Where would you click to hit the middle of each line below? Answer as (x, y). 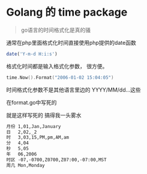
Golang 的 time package (67, 12)
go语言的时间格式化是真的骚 (56, 30)
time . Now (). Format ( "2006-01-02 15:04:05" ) (60, 77)
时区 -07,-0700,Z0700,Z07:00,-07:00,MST (56, 160)
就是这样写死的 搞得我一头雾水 (44, 115)
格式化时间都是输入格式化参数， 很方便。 (57, 66)
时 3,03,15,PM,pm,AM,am (37, 138)
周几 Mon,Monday (25, 165)
